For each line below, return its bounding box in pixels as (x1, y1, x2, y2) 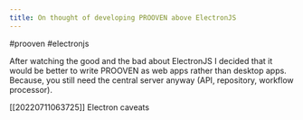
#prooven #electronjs (9, 38, 90, 49)
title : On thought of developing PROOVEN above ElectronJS (9, 13, 237, 23)
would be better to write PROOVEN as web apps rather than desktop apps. (9, 65, 287, 76)
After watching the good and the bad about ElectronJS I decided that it (9, 55, 273, 66)
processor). (9, 84, 52, 95)
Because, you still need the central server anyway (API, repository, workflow (9, 74, 294, 86)
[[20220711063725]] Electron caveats (9, 101, 150, 113)
